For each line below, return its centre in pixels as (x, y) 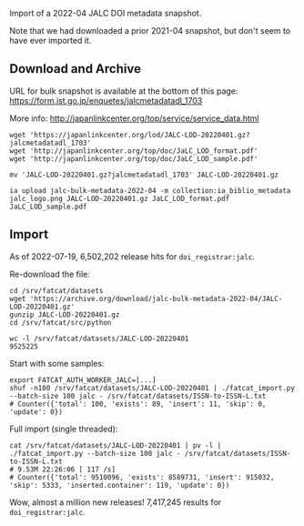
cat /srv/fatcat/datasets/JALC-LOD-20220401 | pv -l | (116, 445)
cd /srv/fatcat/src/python (61, 322)
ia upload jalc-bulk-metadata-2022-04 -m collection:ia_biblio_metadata (150, 190)
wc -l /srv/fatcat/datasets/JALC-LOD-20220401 (99, 339)
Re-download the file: (50, 274)
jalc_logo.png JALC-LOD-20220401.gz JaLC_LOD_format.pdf (120, 198)
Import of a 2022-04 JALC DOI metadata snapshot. (106, 13)
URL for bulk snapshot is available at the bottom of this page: (124, 91)
